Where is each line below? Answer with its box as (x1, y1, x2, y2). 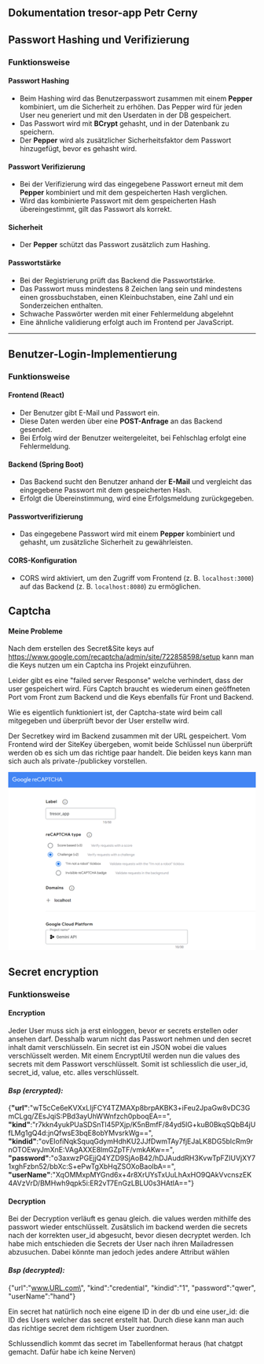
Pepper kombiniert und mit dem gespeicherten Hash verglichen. (19, 188, 228, 198)
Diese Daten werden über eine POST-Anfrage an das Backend (19, 416, 222, 426)
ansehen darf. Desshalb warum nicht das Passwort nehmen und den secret (8, 1034, 251, 1044)
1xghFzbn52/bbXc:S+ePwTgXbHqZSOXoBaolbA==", (8, 1162, 177, 1171)
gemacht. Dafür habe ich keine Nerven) (8, 1347, 136, 1356)
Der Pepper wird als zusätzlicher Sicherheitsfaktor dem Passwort (19, 135, 232, 145)
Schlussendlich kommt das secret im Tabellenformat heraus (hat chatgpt (8, 1338, 244, 1348)
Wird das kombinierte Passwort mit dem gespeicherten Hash (19, 196, 217, 205)
